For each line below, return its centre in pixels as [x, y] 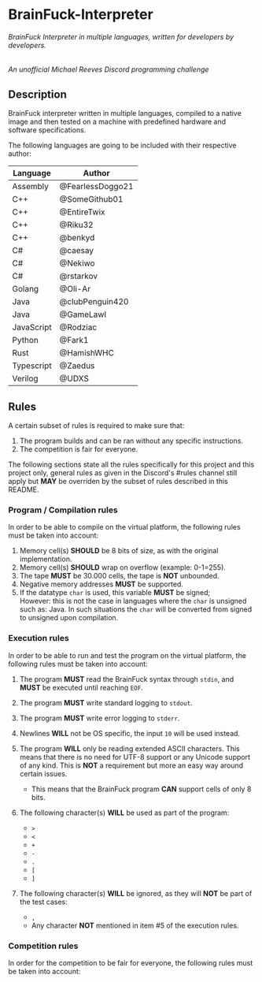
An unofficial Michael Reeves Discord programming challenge [109, 69]
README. [24, 489]
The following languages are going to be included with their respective [122, 145]
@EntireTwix [82, 212]
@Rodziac [78, 327]
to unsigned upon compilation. [69, 618]
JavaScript [32, 327]
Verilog [25, 378]
